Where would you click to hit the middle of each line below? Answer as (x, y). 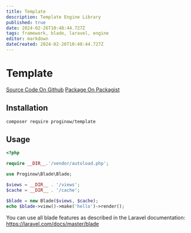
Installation (27, 108)
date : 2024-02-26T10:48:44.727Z (46, 28)
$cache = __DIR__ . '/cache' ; (43, 190)
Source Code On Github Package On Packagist (63, 89)
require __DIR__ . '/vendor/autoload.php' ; (58, 164)
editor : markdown (27, 39)
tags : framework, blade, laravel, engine (58, 33)
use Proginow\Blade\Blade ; (39, 174)
